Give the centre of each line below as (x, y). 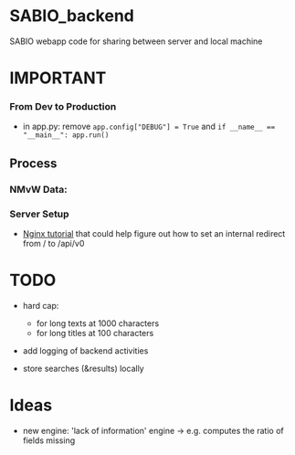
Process (33, 163)
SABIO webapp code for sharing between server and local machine (136, 41)
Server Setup (40, 214)
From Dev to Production (63, 107)
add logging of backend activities (85, 350)
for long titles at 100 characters (95, 333)
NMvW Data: (38, 189)
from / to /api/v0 (53, 244)
